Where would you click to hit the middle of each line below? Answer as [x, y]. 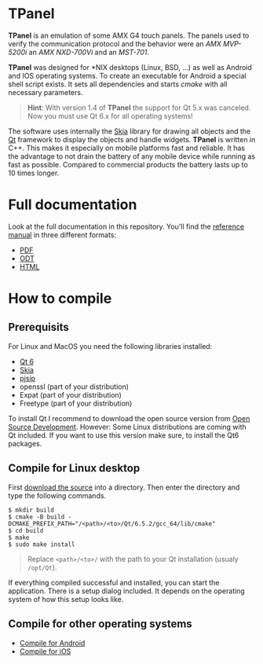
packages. [25, 443]
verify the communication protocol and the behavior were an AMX [115, 43]
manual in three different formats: [62, 235]
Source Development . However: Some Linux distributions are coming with [128, 427]
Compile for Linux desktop [74, 468]
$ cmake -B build [37, 517]
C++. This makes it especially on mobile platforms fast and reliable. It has [127, 148]
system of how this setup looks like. [66, 599]
